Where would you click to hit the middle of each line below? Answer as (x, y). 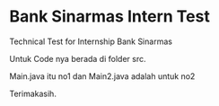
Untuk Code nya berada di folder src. (78, 58)
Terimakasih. (33, 93)
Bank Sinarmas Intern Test (110, 17)
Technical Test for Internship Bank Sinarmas (91, 41)
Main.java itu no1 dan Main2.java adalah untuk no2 (102, 76)
